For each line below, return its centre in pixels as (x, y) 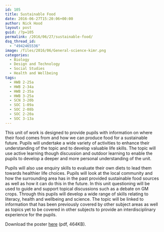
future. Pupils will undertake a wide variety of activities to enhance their (77, 143)
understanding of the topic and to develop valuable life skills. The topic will (80, 148)
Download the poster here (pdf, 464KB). (46, 224)
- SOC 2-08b (22, 110)
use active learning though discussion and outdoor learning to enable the (79, 153)
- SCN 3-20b (22, 101)
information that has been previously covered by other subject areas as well (82, 204)
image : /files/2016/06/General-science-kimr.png (56, 50)
